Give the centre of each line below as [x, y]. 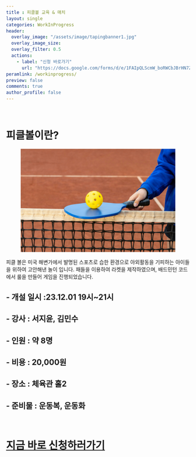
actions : [22, 56]
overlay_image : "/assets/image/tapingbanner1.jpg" [74, 37]
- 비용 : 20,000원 [36, 362]
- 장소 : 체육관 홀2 [36, 384]
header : [15, 31]
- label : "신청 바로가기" [44, 61]
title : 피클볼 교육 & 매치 [36, 12]
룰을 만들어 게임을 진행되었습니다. [55, 277]
